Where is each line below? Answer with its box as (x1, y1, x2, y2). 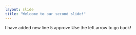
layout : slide (5, 7, 34, 12)
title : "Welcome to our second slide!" (5, 12, 86, 16)
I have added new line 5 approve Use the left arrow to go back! (5, 24, 132, 30)
